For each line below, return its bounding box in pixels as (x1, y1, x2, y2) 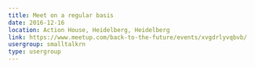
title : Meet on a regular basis (8, 11, 114, 20)
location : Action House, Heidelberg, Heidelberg (8, 26, 170, 34)
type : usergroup (8, 48, 61, 55)
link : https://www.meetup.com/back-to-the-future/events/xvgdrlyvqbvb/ (8, 33, 247, 41)
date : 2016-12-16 (8, 19, 65, 27)
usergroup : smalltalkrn (8, 41, 86, 48)
